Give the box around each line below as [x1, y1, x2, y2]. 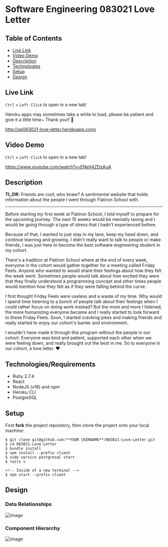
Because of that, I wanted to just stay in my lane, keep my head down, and [5, 231, 158, 237]
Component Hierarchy [5, 524, 60, 531]
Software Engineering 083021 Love [5, 3, 155, 15]
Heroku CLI [12, 389, 36, 395]
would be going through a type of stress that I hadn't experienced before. [5, 221, 156, 228]
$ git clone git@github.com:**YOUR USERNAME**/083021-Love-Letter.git [5, 437, 155, 442]
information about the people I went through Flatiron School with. [5, 196, 139, 203]
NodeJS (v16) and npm [12, 384, 60, 390]
